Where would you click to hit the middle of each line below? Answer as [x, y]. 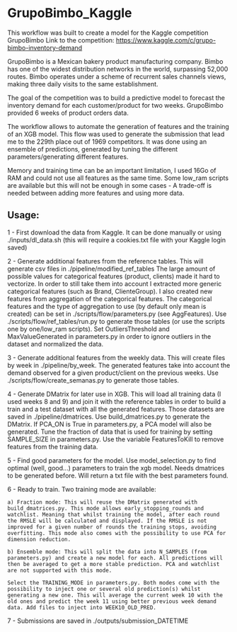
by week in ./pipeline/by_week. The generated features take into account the [119, 365]
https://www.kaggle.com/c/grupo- [166, 40]
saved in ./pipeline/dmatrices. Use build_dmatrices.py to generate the [109, 417]
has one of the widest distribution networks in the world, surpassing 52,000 [118, 69]
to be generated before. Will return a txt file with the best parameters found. [118, 475]
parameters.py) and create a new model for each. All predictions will [115, 558]
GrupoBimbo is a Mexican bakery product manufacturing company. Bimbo [115, 61]
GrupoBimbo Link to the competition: [61, 40]
